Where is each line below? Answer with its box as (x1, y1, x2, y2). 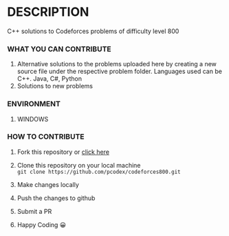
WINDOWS (17, 115, 49, 123)
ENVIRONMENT (7, 99, 61, 109)
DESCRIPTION (7, 4, 89, 20)
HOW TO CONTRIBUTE (7, 132, 85, 141)
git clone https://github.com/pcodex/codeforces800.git (17, 168, 181, 175)
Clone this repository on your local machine (17, 161, 141, 169)
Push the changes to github (17, 194, 96, 202)
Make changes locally (17, 180, 79, 188)
